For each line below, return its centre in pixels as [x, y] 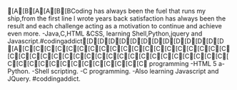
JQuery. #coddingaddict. [44, 79]
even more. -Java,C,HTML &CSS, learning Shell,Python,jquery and [105, 33]
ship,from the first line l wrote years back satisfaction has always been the [117, 18]
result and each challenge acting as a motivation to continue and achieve [115, 26]
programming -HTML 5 [183, 63]
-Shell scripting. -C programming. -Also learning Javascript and [125, 71]
